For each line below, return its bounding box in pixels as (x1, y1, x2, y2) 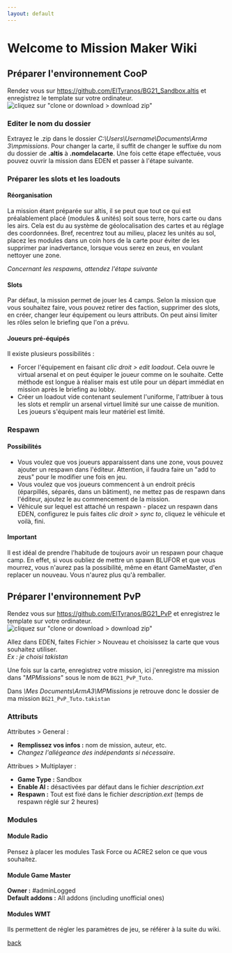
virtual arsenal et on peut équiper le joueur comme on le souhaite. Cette (17, 371, 224, 379)
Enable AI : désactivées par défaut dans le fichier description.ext (17, 782, 204, 791)
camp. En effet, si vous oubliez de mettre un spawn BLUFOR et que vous (7, 555, 216, 564)
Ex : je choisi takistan (7, 652, 68, 660)
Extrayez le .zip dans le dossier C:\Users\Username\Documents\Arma (7, 134, 208, 143)
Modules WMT (7, 910, 51, 918)
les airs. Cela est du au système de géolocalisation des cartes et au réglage (7, 222, 224, 230)
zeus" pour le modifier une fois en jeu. (17, 472, 127, 481)
